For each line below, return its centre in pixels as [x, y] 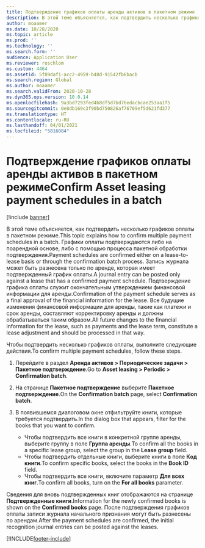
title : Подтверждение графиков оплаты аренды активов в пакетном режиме [101, 12]
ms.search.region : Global [39, 80]
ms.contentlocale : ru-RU [38, 120]
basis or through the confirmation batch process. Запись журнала [105, 261]
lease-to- [177, 254]
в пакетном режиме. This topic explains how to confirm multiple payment [99, 235]
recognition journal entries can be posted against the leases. [82, 527]
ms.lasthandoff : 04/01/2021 [42, 126]
